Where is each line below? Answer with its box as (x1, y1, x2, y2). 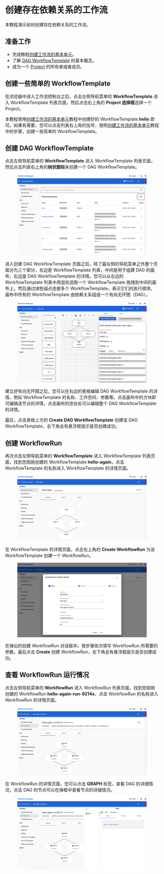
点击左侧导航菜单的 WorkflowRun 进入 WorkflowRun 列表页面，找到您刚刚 (5, 685, 155, 690)
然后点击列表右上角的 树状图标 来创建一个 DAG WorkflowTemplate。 (5, 164, 140, 170)
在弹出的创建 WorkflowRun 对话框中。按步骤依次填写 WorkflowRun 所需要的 (5, 643, 158, 649)
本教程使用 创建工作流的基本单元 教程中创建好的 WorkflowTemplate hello (5, 116, 150, 122)
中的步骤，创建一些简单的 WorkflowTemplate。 (5, 128, 100, 134)
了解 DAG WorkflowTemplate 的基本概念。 (12, 57, 97, 63)
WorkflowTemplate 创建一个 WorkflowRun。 (5, 553, 94, 558)
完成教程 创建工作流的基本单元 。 (12, 51, 77, 57)
